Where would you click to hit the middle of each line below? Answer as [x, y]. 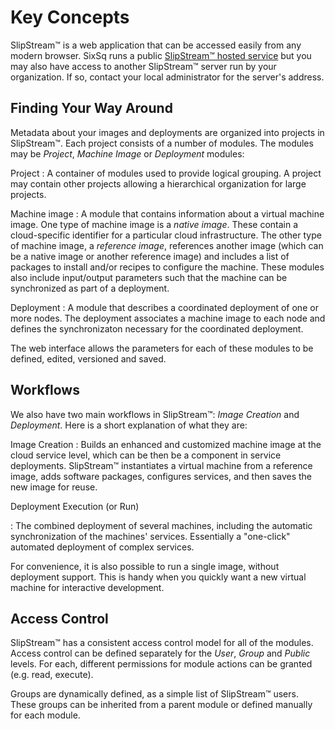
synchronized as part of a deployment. [90, 288]
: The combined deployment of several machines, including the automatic [161, 525]
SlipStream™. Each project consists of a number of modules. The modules [162, 143]
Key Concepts [70, 17]
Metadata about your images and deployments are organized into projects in [167, 132]
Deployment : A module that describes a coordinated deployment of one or [164, 307]
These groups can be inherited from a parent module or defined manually [161, 705]
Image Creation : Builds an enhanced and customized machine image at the [166, 444]
